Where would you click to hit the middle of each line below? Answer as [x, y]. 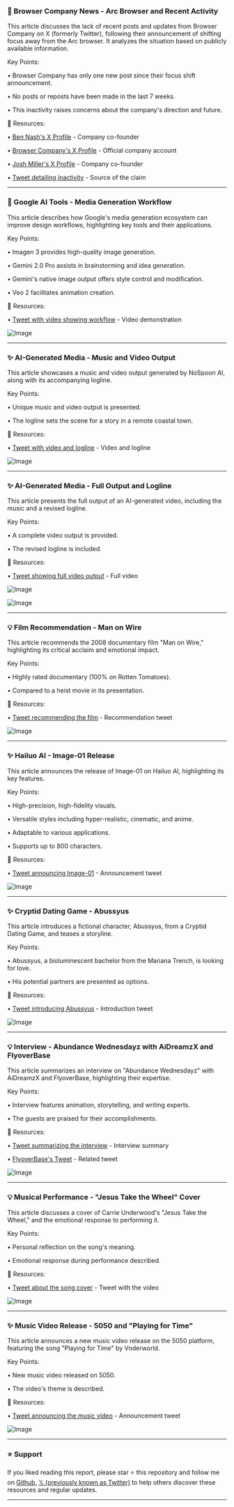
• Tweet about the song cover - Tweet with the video [83, 1287]
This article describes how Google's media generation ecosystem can [107, 217]
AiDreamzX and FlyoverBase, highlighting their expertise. [89, 1078]
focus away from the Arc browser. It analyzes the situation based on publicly [117, 41]
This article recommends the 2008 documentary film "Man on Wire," [106, 643]
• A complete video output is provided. [63, 536]
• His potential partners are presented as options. [78, 982]
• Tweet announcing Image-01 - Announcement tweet [85, 873]
